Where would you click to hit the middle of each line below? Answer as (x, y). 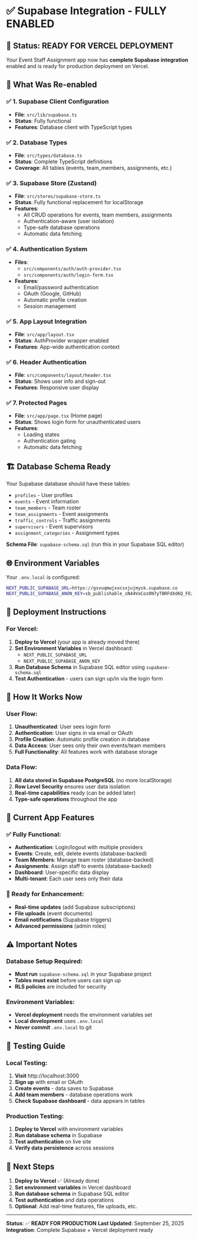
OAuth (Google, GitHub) (52, 293)
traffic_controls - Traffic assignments (62, 520)
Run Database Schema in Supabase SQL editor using (80, 667)
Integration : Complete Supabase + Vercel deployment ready (80, 1230)
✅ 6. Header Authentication (46, 362)
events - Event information (47, 502)
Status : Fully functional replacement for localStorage (79, 202)
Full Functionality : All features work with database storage (86, 752)
